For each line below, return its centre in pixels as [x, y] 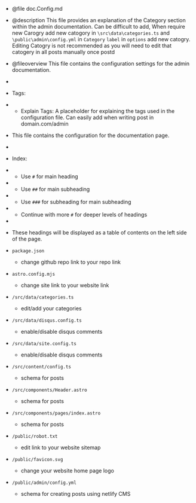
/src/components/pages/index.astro [56, 413]
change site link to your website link [65, 285]
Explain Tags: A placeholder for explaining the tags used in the [98, 111]
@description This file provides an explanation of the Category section [99, 20]
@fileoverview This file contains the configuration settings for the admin [101, 63]
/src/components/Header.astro [50, 390]
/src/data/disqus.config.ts [47, 321]
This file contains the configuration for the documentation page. [91, 135]
